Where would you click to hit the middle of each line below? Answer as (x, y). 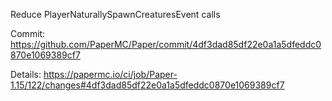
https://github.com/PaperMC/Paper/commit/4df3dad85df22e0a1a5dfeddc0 (166, 44)
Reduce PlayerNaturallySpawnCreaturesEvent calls (115, 14)
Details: (26, 74)
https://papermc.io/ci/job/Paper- (110, 74)
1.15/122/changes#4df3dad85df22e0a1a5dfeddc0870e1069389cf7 (147, 85)
